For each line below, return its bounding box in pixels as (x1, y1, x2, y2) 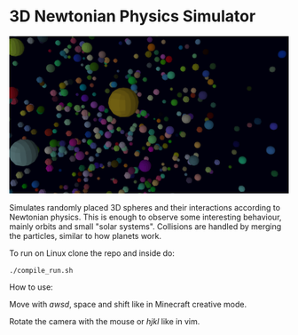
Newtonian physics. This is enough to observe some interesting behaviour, (9, 211, 282, 222)
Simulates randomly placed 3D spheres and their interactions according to (9, 202, 281, 212)
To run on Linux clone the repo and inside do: (9, 247, 176, 259)
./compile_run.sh (9, 266, 74, 275)
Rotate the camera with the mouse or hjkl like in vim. (9, 315, 200, 326)
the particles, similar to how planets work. (9, 230, 162, 241)
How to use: (9, 282, 53, 292)
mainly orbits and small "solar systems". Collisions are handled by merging (9, 220, 282, 232)
